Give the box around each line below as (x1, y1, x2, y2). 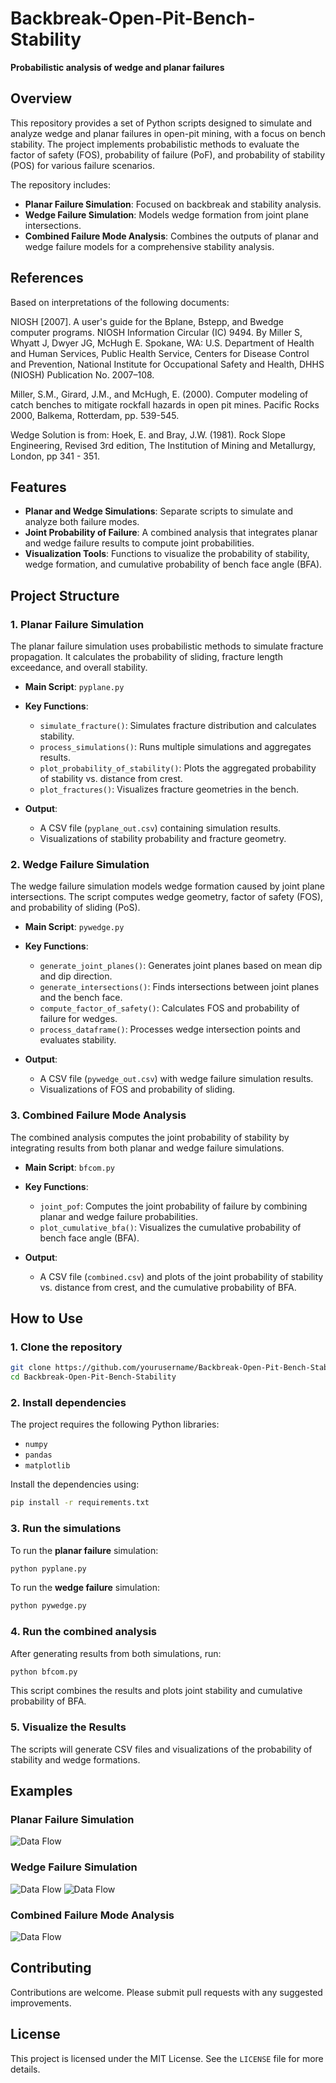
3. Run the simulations (10, 1522, 122, 1536)
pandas (24, 1450, 53, 1461)
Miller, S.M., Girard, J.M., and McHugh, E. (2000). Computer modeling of (10, 388, 309, 400)
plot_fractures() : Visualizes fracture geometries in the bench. (39, 783, 300, 796)
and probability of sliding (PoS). (10, 902, 141, 914)
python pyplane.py (10, 1563, 87, 1574)
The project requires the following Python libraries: (10, 1418, 220, 1431)
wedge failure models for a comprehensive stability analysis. (24, 240, 275, 252)
